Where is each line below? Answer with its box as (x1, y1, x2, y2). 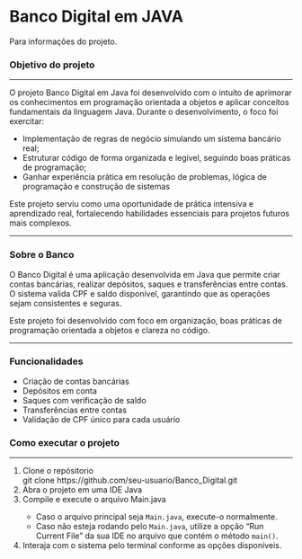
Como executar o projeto (9, 436, 120, 448)
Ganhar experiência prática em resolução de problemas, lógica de (22, 172, 268, 182)
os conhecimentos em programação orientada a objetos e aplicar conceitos (9, 97, 289, 108)
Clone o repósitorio (22, 466, 94, 476)
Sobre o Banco (9, 249, 75, 262)
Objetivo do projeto (9, 58, 95, 71)
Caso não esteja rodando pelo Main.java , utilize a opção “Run (35, 521, 264, 532)
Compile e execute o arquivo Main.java (22, 494, 166, 505)
